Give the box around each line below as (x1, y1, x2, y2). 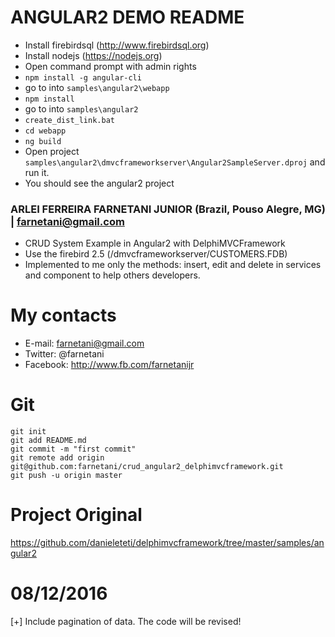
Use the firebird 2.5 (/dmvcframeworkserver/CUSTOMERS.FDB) (24, 248, 288, 260)
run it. (24, 166, 50, 178)
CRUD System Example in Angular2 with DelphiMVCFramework (24, 237, 286, 250)
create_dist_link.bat (24, 115, 115, 125)
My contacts (10, 304, 117, 327)
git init (10, 427, 47, 437)
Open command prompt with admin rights (24, 60, 197, 72)
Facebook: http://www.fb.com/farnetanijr (24, 359, 195, 371)
